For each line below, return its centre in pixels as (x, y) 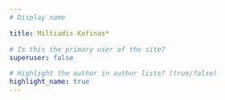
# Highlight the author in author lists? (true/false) (113, 73)
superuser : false (42, 58)
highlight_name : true (50, 82)
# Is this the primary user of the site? (87, 50)
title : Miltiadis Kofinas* (59, 33)
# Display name (37, 17)
